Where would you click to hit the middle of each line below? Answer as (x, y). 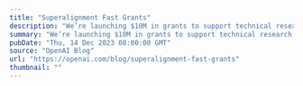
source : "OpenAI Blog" (52, 51)
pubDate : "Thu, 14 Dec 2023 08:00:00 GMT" (90, 43)
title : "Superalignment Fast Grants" (80, 17)
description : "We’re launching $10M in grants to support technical (141, 26)
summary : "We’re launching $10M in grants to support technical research (151, 34)
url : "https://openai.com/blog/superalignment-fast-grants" (125, 59)
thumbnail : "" (36, 68)
